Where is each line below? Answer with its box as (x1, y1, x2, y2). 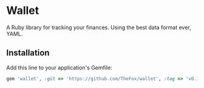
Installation (6, 48, 50, 58)
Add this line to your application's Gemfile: (6, 64, 112, 71)
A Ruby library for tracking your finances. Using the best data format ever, (6, 24, 191, 31)
